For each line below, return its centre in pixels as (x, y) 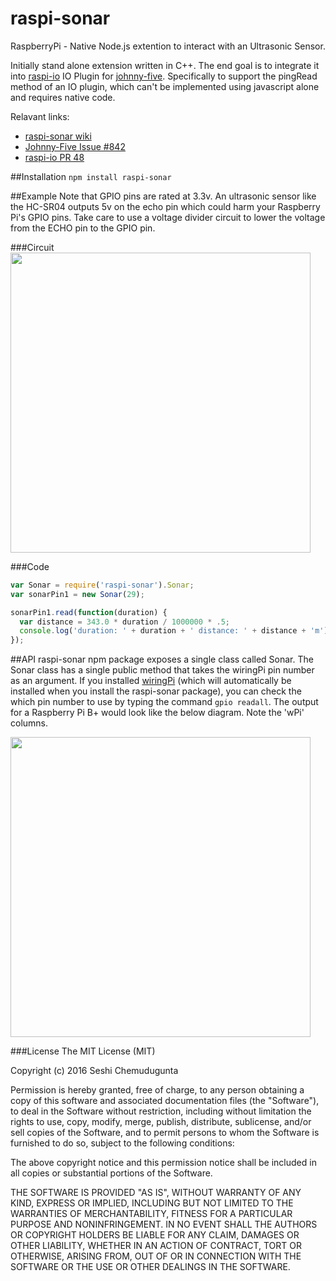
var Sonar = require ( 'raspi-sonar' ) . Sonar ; (102, 585)
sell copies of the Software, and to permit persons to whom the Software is (165, 1133)
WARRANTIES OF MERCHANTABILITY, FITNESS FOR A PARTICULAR (151, 1214)
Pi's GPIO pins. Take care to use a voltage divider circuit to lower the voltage (168, 217)
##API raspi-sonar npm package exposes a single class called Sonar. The (162, 659)
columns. (29, 723)
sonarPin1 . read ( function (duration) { (89, 612)
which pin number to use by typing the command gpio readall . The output (164, 702)
